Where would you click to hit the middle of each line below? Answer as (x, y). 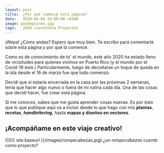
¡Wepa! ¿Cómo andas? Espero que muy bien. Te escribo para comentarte (80, 42)
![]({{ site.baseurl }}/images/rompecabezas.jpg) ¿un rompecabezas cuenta (82, 140)
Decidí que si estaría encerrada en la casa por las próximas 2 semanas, (78, 82)
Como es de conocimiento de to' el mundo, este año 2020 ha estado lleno (81, 57)
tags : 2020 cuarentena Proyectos (42, 28)
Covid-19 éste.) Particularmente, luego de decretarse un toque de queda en (82, 68)
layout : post (19, 10)
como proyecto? (22, 145)
